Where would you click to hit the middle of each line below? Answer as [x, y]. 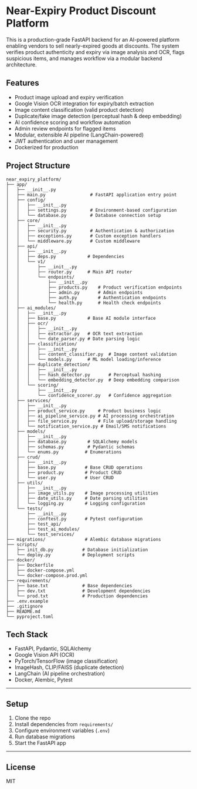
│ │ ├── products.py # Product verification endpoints [94, 287]
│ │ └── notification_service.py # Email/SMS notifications [86, 426]
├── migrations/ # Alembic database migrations [84, 539]
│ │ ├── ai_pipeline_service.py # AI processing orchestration [90, 416]
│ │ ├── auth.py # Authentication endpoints [86, 297]
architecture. [21, 64]
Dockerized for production [46, 147]
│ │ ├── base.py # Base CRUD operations [74, 467]
